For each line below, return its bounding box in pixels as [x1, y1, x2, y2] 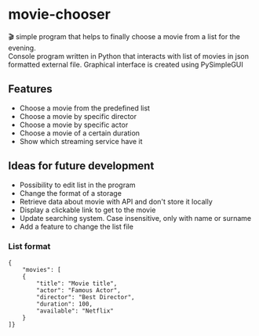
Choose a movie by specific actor [19, 120, 129, 129]
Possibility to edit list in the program [19, 180, 136, 190]
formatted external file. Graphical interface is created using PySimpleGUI [8, 60, 243, 69]
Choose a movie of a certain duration [19, 128, 140, 138]
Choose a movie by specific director [19, 111, 137, 121]
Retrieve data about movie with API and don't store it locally [19, 197, 213, 206]
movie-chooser [8, 5, 111, 23]
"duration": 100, [36, 300, 93, 308]
